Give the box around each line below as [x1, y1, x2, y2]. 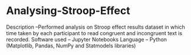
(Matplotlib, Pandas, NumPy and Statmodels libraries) [6, 42, 136, 49]
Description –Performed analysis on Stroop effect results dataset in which [6, 23, 186, 30]
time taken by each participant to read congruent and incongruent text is [6, 29, 183, 36]
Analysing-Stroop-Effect [6, 4, 131, 18]
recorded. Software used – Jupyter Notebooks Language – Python [6, 36, 167, 43]
